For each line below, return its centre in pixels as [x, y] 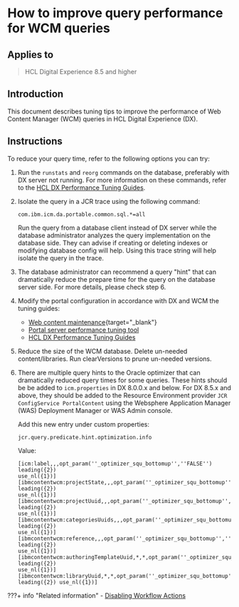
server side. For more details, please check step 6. [92, 287]
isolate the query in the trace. [61, 257]
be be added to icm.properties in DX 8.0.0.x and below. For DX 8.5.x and [124, 387]
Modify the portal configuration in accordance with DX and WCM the [118, 300]
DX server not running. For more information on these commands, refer [122, 180]
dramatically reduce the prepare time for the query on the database [116, 279]
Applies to [31, 55]
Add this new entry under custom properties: [83, 424]
